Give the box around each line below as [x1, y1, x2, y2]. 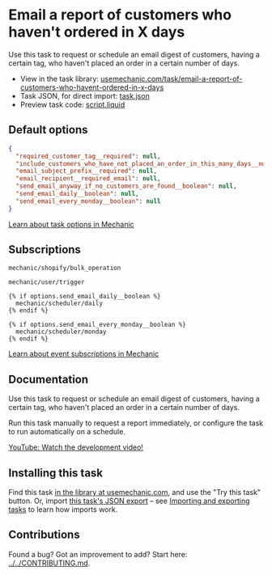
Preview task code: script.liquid [19, 99, 125, 109]
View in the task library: [19, 74, 100, 83]
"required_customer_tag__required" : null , [15, 152, 161, 160]
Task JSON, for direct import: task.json [19, 91, 150, 100]
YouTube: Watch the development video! [8, 442, 144, 452]
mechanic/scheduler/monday [15, 328, 107, 336]
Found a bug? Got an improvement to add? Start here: [8, 549, 188, 559]
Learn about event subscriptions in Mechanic [8, 349, 159, 359]
